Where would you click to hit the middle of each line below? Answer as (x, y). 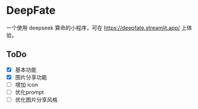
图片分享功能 (31, 77)
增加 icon (26, 84)
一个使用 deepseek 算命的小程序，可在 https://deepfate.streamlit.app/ (93, 28)
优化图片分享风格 (36, 100)
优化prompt (29, 92)
